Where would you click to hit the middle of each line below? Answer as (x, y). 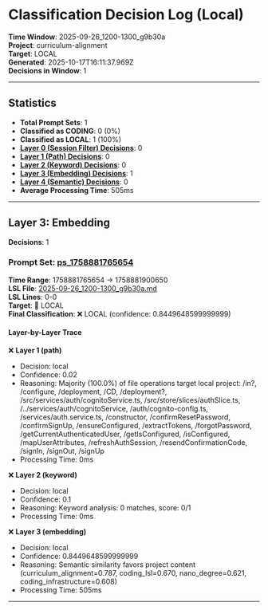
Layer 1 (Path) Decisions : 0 (65, 156)
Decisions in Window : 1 (47, 70)
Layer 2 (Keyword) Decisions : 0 (73, 164)
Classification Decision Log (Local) (126, 15)
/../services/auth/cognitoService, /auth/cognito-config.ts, (114, 409)
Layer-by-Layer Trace (45, 333)
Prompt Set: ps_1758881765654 (71, 262)
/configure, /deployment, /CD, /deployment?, (93, 392)
